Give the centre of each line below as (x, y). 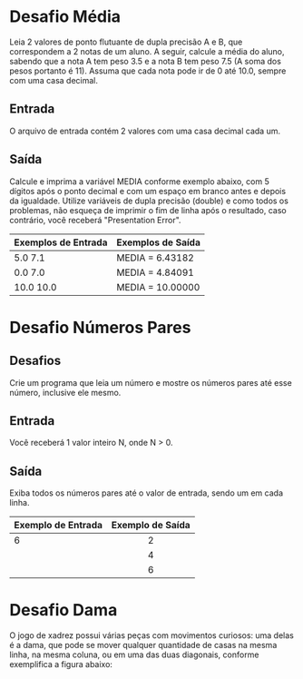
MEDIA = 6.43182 (156, 258)
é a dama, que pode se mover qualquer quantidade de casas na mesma (143, 645)
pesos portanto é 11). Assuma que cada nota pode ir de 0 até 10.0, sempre (148, 71)
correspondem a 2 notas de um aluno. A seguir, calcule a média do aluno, (147, 51)
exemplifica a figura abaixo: (61, 664)
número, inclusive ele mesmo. (65, 392)
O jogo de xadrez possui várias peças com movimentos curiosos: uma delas (152, 635)
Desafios (35, 361)
